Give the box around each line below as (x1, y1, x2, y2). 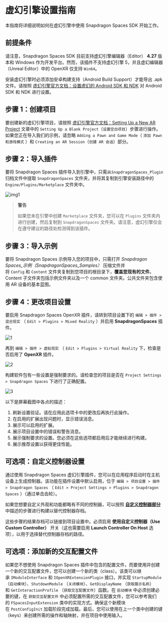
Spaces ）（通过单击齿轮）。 (5, 491, 60, 497)
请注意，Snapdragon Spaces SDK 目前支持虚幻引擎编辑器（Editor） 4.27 (5, 53, 157, 59)
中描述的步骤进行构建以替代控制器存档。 (5, 507, 89, 513)
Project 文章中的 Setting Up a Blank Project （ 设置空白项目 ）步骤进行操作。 (5, 126, 161, 132)
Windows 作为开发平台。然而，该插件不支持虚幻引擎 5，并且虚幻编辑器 (15, 59, 163, 65)
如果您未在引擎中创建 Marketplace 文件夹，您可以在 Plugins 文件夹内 (17, 213, 160, 219)
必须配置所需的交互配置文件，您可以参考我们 (64, 593, 157, 599)
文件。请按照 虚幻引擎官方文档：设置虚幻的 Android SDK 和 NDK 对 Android (5, 82, 162, 88)
